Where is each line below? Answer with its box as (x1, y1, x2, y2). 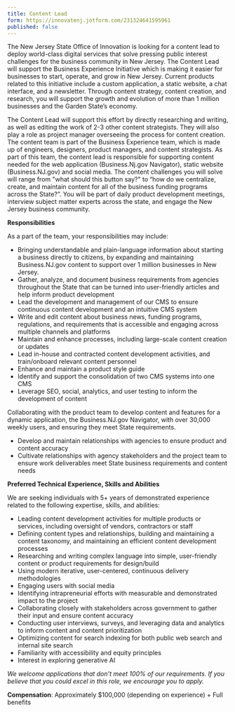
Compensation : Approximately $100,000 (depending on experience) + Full (7, 691, 223, 699)
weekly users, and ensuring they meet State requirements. (7, 423, 177, 432)
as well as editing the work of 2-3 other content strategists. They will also (7, 123, 220, 132)
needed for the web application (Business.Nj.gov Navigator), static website (7, 160, 224, 169)
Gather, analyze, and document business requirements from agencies (17, 275, 220, 284)
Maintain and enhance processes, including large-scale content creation (17, 335, 227, 343)
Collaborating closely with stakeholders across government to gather (17, 604, 217, 612)
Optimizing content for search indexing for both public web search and (17, 634, 222, 642)
